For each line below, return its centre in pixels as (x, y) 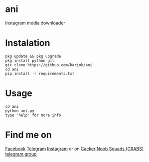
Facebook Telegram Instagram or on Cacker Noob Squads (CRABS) (74, 149)
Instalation (28, 43)
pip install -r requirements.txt (40, 74)
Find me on (29, 135)
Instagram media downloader (35, 23)
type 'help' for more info (33, 115)
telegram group (21, 154)
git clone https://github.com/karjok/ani (49, 65)
